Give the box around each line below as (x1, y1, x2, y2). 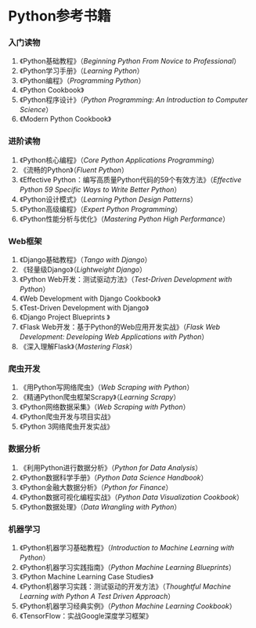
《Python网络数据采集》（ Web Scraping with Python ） (19, 402, 190, 412)
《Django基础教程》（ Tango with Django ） (19, 255, 152, 265)
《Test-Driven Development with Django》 (19, 303, 150, 312)
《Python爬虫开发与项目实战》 (19, 412, 115, 422)
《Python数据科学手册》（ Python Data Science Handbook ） (19, 473, 208, 482)
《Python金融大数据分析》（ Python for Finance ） (19, 482, 173, 491)
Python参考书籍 (8, 7, 111, 25)
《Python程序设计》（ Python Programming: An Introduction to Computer (19, 95, 248, 104)
